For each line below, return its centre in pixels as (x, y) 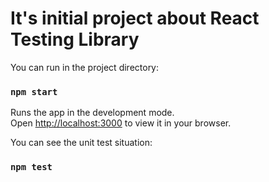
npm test (31, 167)
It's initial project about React (135, 18)
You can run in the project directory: (85, 67)
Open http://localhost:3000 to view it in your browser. (121, 123)
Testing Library (75, 39)
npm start (34, 91)
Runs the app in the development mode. (92, 113)
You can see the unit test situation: (81, 143)
